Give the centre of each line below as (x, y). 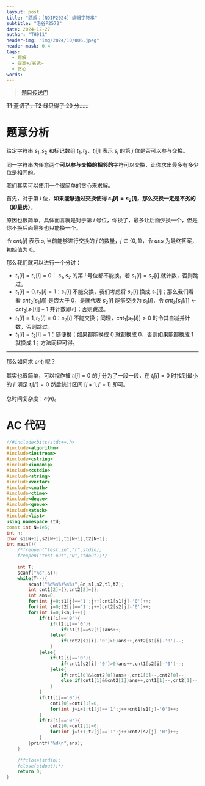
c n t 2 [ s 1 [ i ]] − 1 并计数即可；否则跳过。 (62, 310)
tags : (13, 52)
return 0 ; (30, 772)
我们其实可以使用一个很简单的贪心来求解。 (60, 185)
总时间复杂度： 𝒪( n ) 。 (33, 399)
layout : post (23, 12)
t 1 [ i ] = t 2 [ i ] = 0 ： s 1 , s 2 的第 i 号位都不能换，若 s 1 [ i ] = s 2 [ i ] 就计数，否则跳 (106, 276)
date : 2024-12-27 (28, 29)
